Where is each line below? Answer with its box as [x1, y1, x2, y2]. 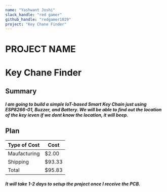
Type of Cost [8, 142, 40, 149]
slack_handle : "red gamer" [5, 12, 62, 17]
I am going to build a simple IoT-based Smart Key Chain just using [5, 101, 147, 107]
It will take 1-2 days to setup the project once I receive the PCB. [5, 181, 141, 187]
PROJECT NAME [5, 44, 76, 55]
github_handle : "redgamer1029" [5, 17, 71, 22]
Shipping [8, 158, 29, 166]
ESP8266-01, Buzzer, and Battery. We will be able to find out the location [5, 106, 162, 112]
